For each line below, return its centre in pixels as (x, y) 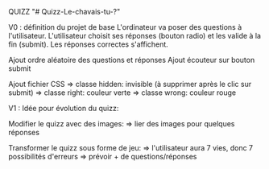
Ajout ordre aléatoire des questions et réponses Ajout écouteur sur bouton (132, 60)
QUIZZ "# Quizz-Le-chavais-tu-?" (64, 12)
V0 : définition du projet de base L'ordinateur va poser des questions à (125, 27)
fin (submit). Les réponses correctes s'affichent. (89, 44)
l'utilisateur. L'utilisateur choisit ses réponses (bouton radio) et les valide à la (135, 36)
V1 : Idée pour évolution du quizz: (64, 108)
